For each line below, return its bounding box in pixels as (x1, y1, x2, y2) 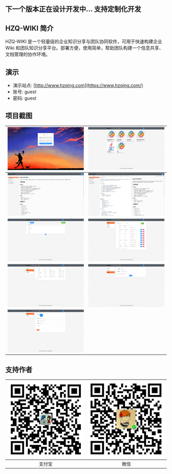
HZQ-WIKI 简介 (5, 24, 54, 32)
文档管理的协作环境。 (5, 51, 50, 57)
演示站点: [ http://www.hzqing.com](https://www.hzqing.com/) (12, 83, 143, 89)
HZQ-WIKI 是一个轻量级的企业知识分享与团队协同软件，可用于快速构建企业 (5, 38, 162, 45)
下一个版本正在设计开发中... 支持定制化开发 (5, 5, 142, 14)
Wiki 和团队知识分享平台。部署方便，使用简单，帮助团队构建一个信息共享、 (5, 45, 164, 51)
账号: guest (12, 89, 37, 95)
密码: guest (12, 95, 37, 101)
